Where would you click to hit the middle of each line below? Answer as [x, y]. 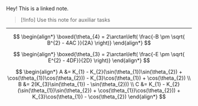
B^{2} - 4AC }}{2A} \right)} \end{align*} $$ [99, 43]
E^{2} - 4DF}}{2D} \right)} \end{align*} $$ [99, 60]
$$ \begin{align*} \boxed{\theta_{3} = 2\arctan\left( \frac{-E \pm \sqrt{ [99, 54]
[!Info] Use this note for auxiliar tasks [65, 20]
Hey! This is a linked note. [37, 8]
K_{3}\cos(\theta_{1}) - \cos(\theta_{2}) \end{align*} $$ [99, 97]
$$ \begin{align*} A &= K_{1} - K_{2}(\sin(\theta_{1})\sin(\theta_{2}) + [99, 72]
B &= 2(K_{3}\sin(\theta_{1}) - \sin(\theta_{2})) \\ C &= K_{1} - [92, 84]
